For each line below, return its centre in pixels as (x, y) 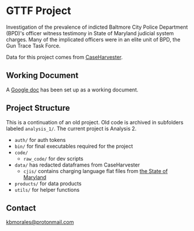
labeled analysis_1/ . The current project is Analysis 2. (71, 128)
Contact (21, 208)
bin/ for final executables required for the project (74, 146)
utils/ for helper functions (47, 189)
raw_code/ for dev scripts (53, 158)
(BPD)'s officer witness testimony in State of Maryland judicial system (90, 33)
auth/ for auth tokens (40, 140)
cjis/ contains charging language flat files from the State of (96, 171)
